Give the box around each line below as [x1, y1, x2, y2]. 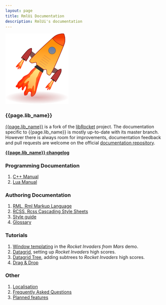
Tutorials [5, 232, 28, 239]
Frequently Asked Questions [12, 289, 72, 295]
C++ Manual [12, 173, 39, 180]
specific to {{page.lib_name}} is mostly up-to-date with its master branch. [5, 129, 159, 135]
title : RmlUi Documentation [5, 13, 65, 19]
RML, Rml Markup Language [12, 203, 72, 209]
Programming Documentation [5, 162, 80, 169]
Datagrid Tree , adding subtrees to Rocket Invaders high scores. [12, 254, 145, 260]
